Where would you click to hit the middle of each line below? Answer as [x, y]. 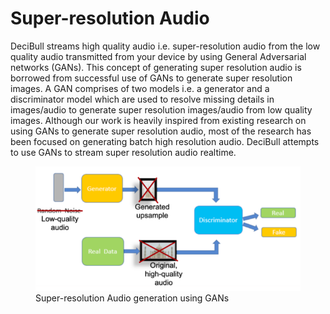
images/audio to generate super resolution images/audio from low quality [161, 109]
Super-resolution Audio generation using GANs [132, 298]
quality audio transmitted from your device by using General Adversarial [158, 56]
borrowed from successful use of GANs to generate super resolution [151, 78]
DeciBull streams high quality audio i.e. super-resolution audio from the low [165, 46]
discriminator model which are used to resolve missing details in [142, 99]
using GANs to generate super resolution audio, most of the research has [161, 131]
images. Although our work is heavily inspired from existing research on [158, 120]
